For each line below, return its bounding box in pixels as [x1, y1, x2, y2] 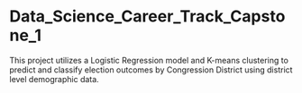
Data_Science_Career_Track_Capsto [9, 6, 286, 27]
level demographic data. [9, 73, 99, 84]
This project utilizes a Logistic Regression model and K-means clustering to [9, 55, 288, 65]
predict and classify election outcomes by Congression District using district [9, 64, 293, 75]
